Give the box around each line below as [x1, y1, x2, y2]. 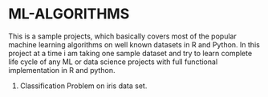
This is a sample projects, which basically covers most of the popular [8, 31, 237, 41]
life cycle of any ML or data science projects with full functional [8, 57, 218, 67]
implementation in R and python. [8, 65, 116, 75]
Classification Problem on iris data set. [19, 81, 148, 91]
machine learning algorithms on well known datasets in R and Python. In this [8, 39, 261, 49]
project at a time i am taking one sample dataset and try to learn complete [8, 48, 253, 58]
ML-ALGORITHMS [8, 5, 130, 23]
